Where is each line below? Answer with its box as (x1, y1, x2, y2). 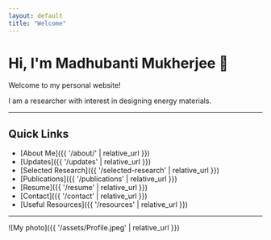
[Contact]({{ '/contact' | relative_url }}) (19, 191, 148, 201)
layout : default (8, 11, 63, 20)
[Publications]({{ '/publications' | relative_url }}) (19, 174, 177, 184)
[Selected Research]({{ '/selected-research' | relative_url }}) (19, 166, 220, 176)
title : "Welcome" (8, 19, 67, 27)
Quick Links (8, 126, 69, 141)
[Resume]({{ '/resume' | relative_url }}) (19, 183, 148, 192)
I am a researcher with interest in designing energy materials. (8, 96, 212, 106)
